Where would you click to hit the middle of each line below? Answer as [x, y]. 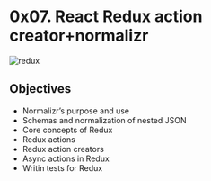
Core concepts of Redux [67, 130]
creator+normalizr [79, 36]
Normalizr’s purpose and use [76, 111]
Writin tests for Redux [62, 167]
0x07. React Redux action [106, 17]
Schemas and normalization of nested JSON [104, 120]
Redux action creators [63, 149]
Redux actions [49, 139]
